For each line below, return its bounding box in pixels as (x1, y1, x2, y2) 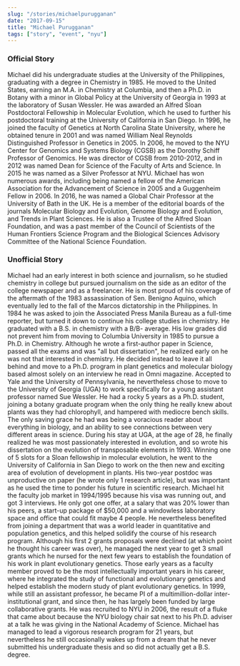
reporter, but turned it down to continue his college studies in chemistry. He (7, 316, 230, 325)
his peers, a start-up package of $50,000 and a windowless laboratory (7, 506, 216, 515)
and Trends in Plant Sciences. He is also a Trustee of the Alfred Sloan (7, 214, 212, 223)
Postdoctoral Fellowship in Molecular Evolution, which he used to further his (7, 108, 231, 116)
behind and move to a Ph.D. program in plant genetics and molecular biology (7, 362, 233, 370)
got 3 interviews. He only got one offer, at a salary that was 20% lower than (7, 498, 230, 507)
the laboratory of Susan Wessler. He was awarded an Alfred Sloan (7, 101, 202, 109)
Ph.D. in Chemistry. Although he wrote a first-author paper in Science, (7, 339, 214, 348)
